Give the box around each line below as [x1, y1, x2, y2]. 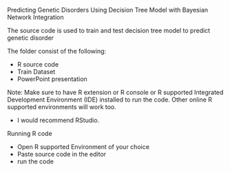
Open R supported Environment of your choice [17, 143, 150, 150]
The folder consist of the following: [7, 47, 107, 55]
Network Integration [7, 13, 64, 21]
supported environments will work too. [7, 103, 117, 111]
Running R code [7, 130, 53, 137]
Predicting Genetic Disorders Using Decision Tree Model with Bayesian [7, 6, 209, 14]
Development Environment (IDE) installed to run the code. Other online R [7, 95, 212, 104]
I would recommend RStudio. [17, 116, 100, 124]
